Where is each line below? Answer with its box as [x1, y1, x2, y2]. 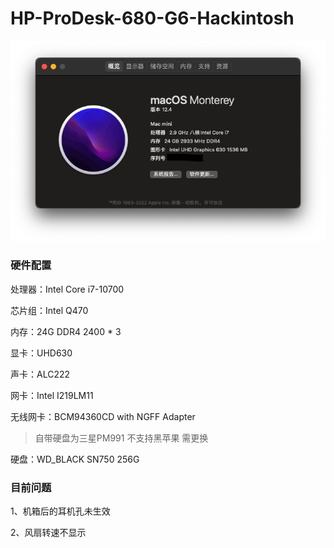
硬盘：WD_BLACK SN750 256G [10, 453, 140, 465]
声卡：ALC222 [10, 368, 71, 380]
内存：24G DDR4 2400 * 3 [10, 325, 122, 337]
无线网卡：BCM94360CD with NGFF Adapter [10, 410, 196, 422]
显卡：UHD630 [10, 347, 73, 359]
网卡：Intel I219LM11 [10, 389, 94, 401]
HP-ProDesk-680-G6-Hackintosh [10, 7, 295, 30]
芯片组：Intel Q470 [10, 304, 89, 316]
